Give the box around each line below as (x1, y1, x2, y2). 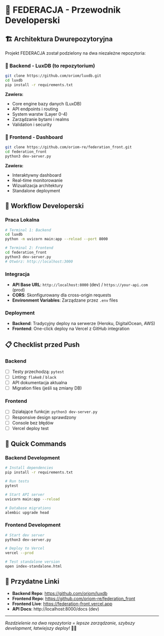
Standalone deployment (12, 187, 61, 193)
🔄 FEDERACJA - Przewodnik (5, 4, 121, 16)
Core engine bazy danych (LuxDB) (12, 101, 82, 106)
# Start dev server (5, 533, 45, 537)
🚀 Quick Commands (5, 440, 67, 448)
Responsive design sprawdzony (12, 414, 77, 420)
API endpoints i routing (12, 106, 59, 112)
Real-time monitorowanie (12, 177, 63, 183)
